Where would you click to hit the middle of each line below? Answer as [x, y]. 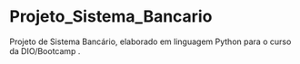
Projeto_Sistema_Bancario [111, 17]
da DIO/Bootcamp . [45, 50]
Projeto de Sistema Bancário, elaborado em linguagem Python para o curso [150, 41]
